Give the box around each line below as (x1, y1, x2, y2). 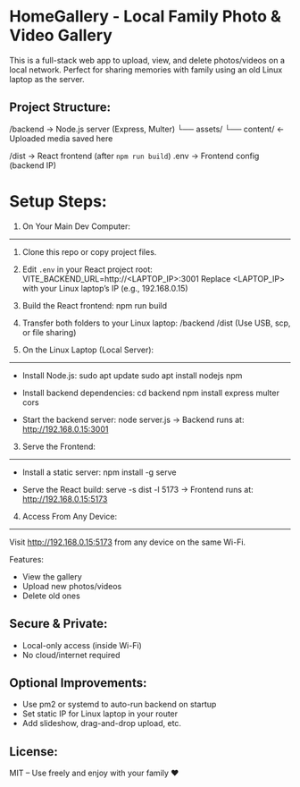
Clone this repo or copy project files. (21, 246, 157, 257)
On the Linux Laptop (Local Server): (21, 344, 154, 355)
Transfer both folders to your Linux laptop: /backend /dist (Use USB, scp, (21, 317, 291, 328)
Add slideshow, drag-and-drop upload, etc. (21, 718, 181, 729)
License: (9, 744, 58, 759)
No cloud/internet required (21, 649, 121, 660)
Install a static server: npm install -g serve (21, 467, 177, 478)
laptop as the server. (9, 73, 85, 84)
